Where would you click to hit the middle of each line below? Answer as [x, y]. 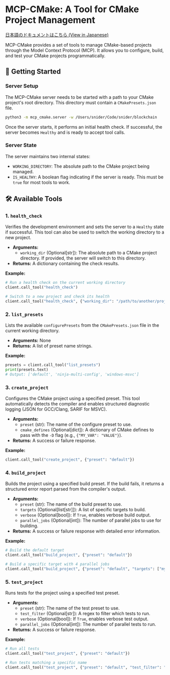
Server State [21, 145]
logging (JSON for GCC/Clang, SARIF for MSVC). [56, 409]
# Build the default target [35, 550]
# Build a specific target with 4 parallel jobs [57, 564]
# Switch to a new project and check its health [57, 297]
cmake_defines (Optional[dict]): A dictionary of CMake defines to [87, 430]
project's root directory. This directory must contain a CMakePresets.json [81, 102]
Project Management [50, 20]
